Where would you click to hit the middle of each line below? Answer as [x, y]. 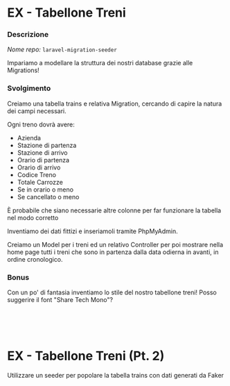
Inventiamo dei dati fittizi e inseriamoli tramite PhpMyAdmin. [92, 231]
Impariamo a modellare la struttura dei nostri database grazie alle [100, 63]
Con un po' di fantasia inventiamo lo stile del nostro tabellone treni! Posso [112, 292]
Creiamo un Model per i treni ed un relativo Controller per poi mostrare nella [115, 244]
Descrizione [28, 35]
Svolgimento [29, 88]
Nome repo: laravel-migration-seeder [62, 49]
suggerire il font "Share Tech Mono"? [60, 300]
